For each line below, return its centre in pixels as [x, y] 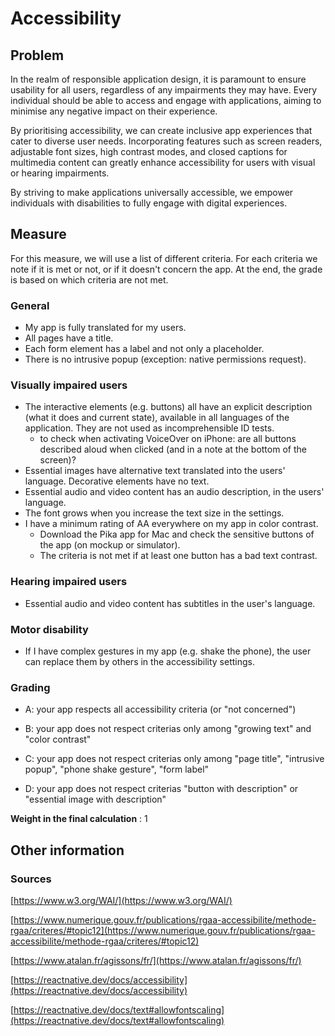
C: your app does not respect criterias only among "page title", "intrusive [174, 759]
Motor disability [49, 629]
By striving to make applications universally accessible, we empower [152, 192]
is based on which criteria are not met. [89, 279]
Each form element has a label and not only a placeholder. [144, 349]
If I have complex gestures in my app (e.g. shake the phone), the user [168, 651]
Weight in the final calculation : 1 [79, 819]
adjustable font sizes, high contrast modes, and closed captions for [149, 151]
